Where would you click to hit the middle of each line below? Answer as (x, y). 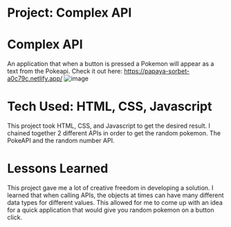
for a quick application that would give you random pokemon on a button (111, 210)
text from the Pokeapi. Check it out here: (65, 72)
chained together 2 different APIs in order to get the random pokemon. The (114, 133)
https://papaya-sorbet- (157, 72)
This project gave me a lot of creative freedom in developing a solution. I (110, 188)
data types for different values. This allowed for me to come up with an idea (115, 202)
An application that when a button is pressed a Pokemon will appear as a (111, 64)
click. (15, 217)
